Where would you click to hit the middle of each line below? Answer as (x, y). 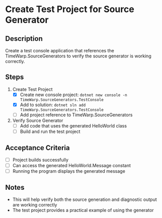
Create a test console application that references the (60, 51)
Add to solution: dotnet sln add (53, 105)
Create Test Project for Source (70, 9)
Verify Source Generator (38, 120)
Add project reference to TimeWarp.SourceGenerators (76, 115)
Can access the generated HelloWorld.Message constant (71, 165)
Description (24, 39)
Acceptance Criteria (37, 148)
